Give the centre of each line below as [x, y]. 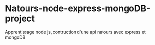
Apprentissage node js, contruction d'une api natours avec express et [76, 32]
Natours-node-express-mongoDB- [78, 8]
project [20, 19]
